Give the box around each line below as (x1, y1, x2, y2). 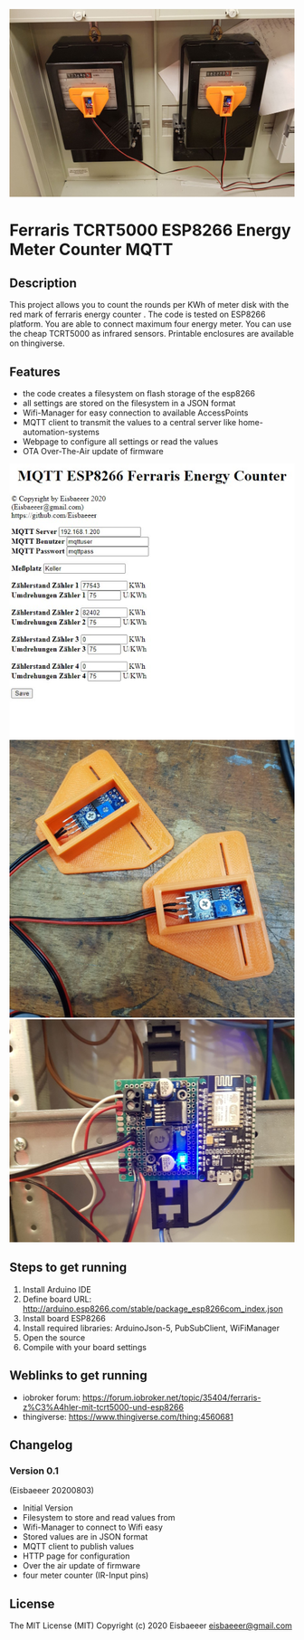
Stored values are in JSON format (22, 1531, 148, 1542)
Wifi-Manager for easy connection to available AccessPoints (22, 407, 249, 418)
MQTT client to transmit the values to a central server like (22, 417, 237, 428)
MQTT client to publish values (22, 1541, 134, 1552)
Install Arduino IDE (22, 1283, 92, 1294)
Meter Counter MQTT (9, 240, 174, 260)
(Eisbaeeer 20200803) (9, 1485, 95, 1496)
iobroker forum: (22, 1392, 81, 1403)
